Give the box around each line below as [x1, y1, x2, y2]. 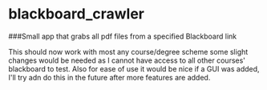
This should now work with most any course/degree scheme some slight [8, 47, 249, 56]
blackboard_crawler [8, 5, 144, 23]
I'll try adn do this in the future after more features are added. [8, 72, 211, 82]
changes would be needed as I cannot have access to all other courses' [8, 55, 246, 65]
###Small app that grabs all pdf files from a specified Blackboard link [8, 31, 237, 41]
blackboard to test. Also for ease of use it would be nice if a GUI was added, [8, 63, 260, 73]
